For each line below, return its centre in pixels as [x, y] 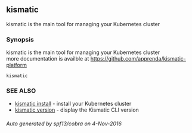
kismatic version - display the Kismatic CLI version [77, 110]
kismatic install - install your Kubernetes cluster [73, 104]
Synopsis [20, 39]
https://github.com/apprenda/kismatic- [138, 59]
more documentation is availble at [48, 59]
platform [16, 65]
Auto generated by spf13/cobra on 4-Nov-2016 [64, 123]
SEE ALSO [21, 91]
